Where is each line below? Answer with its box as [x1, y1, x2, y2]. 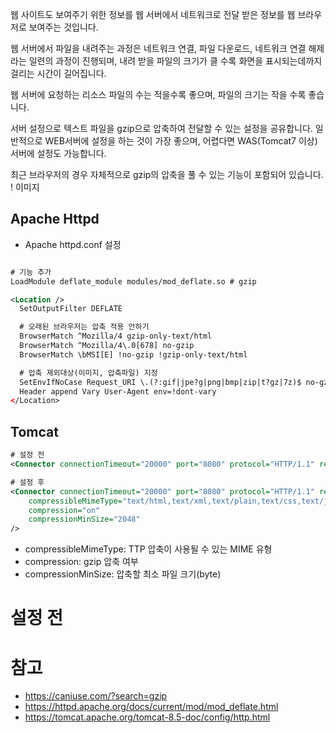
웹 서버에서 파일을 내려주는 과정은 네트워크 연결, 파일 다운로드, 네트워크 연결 [10, 43, 307, 54]
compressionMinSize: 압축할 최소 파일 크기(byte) [24, 568, 222, 580]
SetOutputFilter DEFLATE [19, 304, 123, 314]
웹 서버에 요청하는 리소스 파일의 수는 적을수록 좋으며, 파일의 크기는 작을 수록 [10, 89, 307, 100]
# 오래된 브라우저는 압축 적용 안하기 [19, 322, 150, 332]
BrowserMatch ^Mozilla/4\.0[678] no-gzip [19, 341, 195, 351]
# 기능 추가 [10, 267, 52, 277]
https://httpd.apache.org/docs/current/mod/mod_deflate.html [24, 701, 279, 713]
